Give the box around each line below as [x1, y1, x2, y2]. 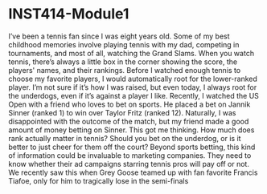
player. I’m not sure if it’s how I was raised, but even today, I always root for [8, 82, 257, 92]
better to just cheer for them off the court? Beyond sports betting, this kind [8, 142, 256, 152]
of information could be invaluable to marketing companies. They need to [8, 150, 252, 160]
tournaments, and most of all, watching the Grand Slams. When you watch [8, 48, 255, 58]
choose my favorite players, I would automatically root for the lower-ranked [8, 74, 257, 83]
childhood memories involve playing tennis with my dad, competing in [8, 39, 240, 49]
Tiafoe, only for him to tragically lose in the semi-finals [8, 176, 189, 185]
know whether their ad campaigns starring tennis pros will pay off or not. [8, 159, 249, 168]
